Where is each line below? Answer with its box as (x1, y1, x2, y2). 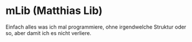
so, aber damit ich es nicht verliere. (5, 29, 92, 36)
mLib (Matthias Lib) (5, 4, 103, 17)
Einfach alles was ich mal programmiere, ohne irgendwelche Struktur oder (5, 23, 187, 30)
